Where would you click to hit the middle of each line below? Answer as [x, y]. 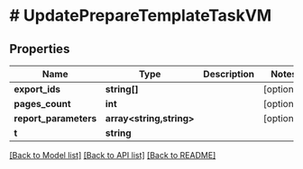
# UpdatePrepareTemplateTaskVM [141, 16]
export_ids [37, 89]
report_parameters [55, 118]
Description [229, 74]
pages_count [42, 104]
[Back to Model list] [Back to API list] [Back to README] [113, 155]
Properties [40, 49]
